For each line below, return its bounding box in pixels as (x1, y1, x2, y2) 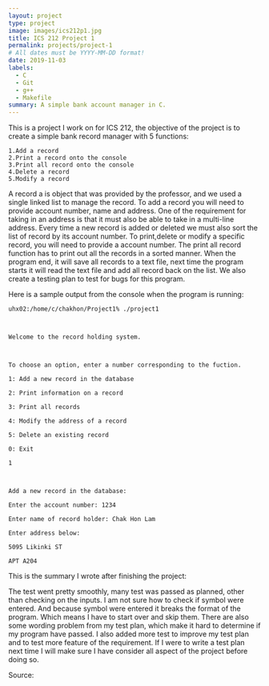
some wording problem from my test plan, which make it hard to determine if (8, 621, 261, 631)
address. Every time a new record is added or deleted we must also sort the (8, 223, 259, 233)
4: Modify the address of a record (8, 417, 127, 425)
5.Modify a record (8, 175, 70, 183)
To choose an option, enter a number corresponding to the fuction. (8, 361, 242, 369)
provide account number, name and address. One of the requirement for (8, 206, 247, 216)
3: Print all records (8, 403, 81, 411)
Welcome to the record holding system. (8, 333, 142, 341)
